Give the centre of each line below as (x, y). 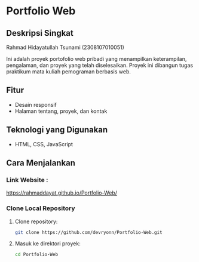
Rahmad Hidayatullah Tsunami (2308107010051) (65, 47)
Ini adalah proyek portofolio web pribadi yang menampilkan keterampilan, (97, 59)
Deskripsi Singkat (40, 33)
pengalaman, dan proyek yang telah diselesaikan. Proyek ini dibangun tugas (99, 65)
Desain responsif (36, 104)
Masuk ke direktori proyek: (48, 243)
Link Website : (27, 180)
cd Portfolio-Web (36, 255)
